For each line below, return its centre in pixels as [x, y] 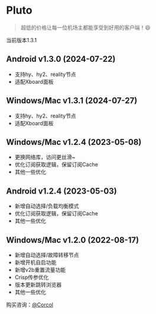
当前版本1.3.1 [22, 40]
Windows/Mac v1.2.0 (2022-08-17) [73, 240]
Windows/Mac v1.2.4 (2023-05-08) [74, 142]
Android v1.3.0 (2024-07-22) [61, 59]
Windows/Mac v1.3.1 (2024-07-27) [72, 101]
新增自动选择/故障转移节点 [47, 255]
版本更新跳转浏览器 [38, 285]
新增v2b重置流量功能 [40, 270]
